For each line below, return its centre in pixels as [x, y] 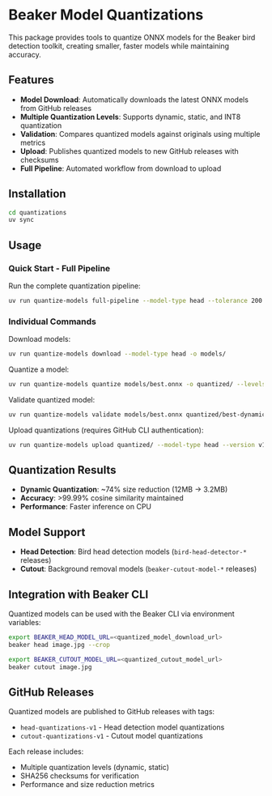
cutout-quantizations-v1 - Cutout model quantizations [112, 736]
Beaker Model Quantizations [106, 15]
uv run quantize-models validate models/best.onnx [96, 415]
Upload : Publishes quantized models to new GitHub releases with [129, 151]
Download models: [40, 339]
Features [31, 80]
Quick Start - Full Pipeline [59, 268]
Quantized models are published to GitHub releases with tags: [112, 712]
